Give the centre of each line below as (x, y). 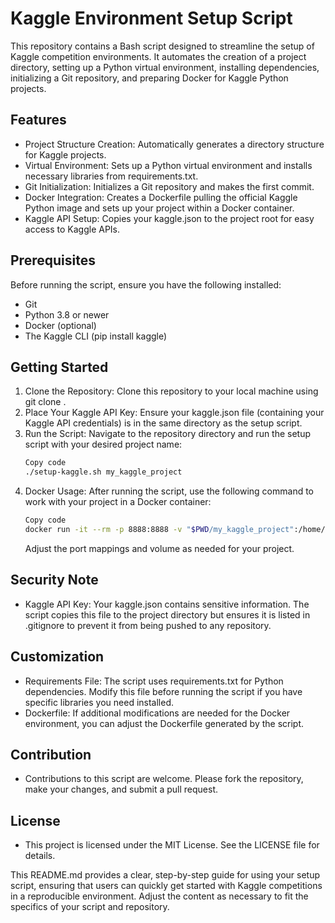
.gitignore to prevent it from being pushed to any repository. (148, 625)
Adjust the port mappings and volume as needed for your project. (159, 548)
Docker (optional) (60, 325)
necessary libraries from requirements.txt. (111, 176)
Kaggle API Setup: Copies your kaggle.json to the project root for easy (169, 218)
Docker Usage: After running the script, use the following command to (169, 491)
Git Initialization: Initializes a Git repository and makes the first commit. (169, 186)
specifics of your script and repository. (90, 907)
